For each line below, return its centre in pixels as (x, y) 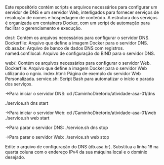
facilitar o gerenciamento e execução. (44, 28)
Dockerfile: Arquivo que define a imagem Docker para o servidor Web (76, 68)
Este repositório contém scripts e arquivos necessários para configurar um (81, 7)
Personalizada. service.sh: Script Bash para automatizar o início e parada (80, 79)
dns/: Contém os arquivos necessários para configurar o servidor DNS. (77, 38)
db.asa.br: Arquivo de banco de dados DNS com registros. (65, 48)
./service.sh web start (27, 118)
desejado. (15, 157)
